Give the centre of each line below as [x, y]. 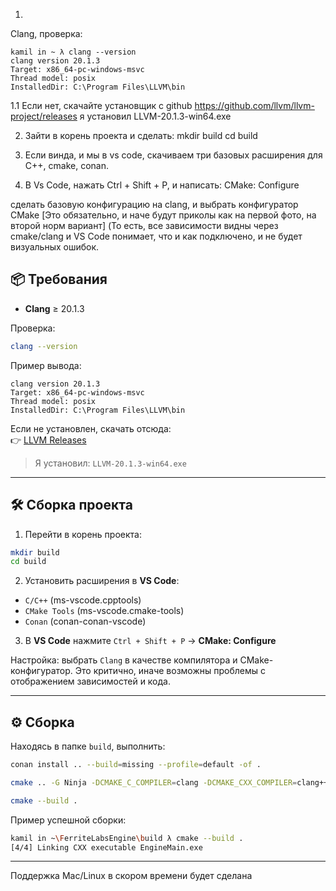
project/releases [44, 116]
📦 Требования [59, 279]
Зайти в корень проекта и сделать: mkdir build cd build [141, 135]
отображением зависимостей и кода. [90, 681]
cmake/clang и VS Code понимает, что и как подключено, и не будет [156, 236]
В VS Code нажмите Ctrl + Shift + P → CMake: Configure [150, 641]
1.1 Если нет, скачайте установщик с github [101, 105]
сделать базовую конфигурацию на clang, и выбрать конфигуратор [154, 204]
